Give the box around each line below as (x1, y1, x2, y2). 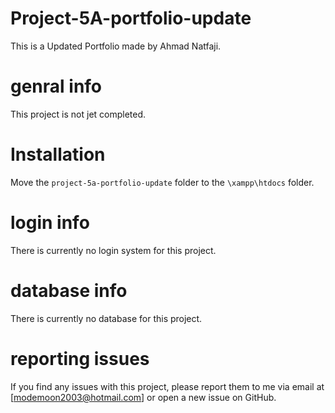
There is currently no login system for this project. (10, 244, 217, 256)
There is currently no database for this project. (10, 312, 203, 324)
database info (10, 279, 128, 302)
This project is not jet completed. (10, 108, 147, 120)
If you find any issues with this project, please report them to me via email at (10, 380, 325, 392)
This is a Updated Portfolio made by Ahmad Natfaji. (10, 40, 222, 52)
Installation (10, 143, 106, 166)
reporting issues (10, 347, 150, 370)
